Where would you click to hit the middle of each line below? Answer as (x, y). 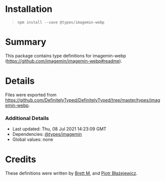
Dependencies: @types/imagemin (47, 134)
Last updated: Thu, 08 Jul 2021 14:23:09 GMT (59, 129)
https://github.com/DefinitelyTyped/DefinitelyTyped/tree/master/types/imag (83, 100)
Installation (29, 9)
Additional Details (27, 118)
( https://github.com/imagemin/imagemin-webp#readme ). (64, 61)
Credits (21, 159)
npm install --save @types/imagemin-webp (61, 22)
